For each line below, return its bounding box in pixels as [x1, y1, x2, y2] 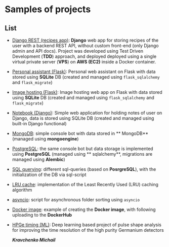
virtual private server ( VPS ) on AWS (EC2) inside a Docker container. [12, 59, 156, 64]
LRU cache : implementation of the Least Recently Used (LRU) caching [12, 182, 159, 187]
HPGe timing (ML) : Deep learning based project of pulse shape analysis [12, 222, 161, 228]
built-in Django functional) [12, 121, 67, 126]
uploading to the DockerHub [12, 212, 72, 218]
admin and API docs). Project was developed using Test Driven [12, 48, 144, 54]
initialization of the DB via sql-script [12, 171, 87, 178]
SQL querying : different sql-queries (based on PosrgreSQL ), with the [12, 166, 156, 172]
